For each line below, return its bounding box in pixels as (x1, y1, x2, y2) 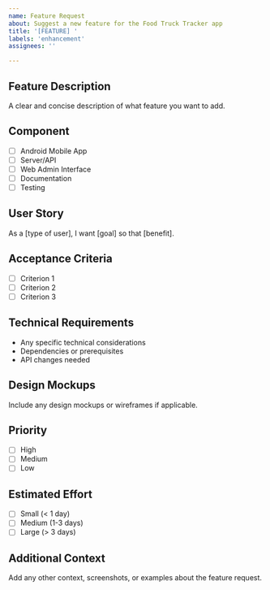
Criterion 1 (19, 273, 55, 283)
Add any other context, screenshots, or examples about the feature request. (8, 573, 262, 583)
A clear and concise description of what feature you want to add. (8, 101, 225, 111)
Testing (19, 183, 46, 192)
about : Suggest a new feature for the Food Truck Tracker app (8, 20, 223, 28)
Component (8, 124, 71, 138)
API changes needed (19, 354, 91, 364)
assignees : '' (8, 42, 57, 50)
